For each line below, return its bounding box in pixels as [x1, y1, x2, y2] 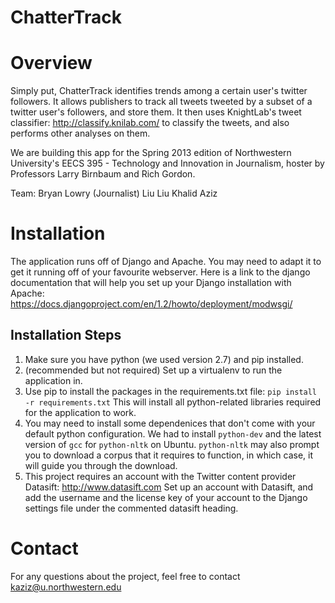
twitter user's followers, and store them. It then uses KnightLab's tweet [10, 106, 302, 118]
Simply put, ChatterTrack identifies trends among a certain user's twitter [10, 85, 308, 97]
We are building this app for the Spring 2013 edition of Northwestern [10, 147, 292, 159]
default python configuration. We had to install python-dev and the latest [24, 427, 322, 440]
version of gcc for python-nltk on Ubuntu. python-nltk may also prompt [24, 438, 320, 450]
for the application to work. [24, 406, 137, 418]
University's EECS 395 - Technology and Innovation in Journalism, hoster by [10, 157, 325, 170]
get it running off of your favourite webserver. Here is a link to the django [10, 266, 311, 278]
